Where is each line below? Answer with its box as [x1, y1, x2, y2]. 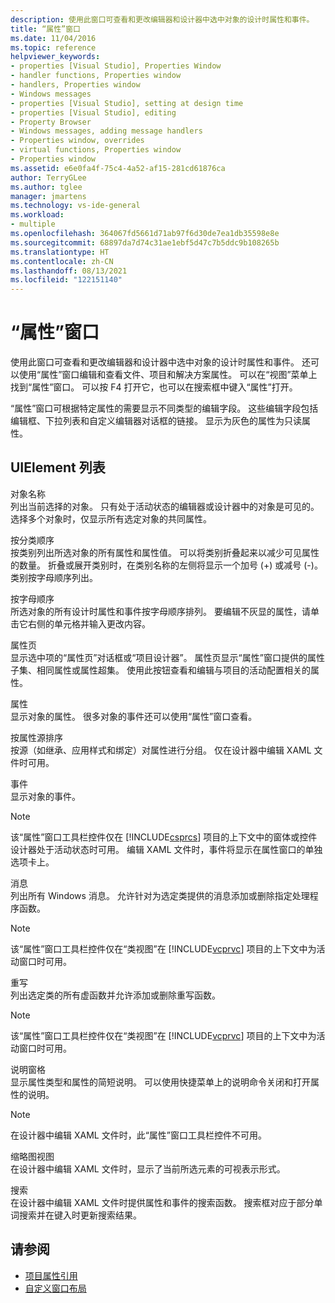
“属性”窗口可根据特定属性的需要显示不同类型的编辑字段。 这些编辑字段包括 [10, 402, 319, 415]
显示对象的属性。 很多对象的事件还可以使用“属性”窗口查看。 [10, 710, 258, 722]
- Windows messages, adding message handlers [10, 126, 203, 136]
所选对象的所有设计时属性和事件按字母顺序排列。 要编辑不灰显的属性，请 [10, 605, 311, 617]
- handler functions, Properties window [10, 71, 182, 81]
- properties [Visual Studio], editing [10, 107, 177, 118]
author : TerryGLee [10, 172, 87, 183]
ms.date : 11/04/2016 [10, 33, 97, 43]
